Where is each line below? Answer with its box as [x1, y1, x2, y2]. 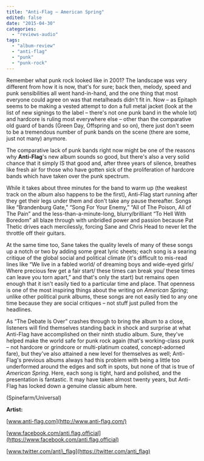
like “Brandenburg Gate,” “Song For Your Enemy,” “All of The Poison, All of [6, 203, 191, 210]
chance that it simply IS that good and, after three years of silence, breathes [6, 159, 197, 167]
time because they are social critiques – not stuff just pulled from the [6, 299, 178, 307]
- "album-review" [12, 43, 56, 49]
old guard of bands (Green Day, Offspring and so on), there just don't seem [6, 122, 194, 129]
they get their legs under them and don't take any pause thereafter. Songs [6, 197, 191, 204]
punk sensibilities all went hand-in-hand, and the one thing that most [6, 89, 178, 97]
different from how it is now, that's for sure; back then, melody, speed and [6, 83, 191, 90]
